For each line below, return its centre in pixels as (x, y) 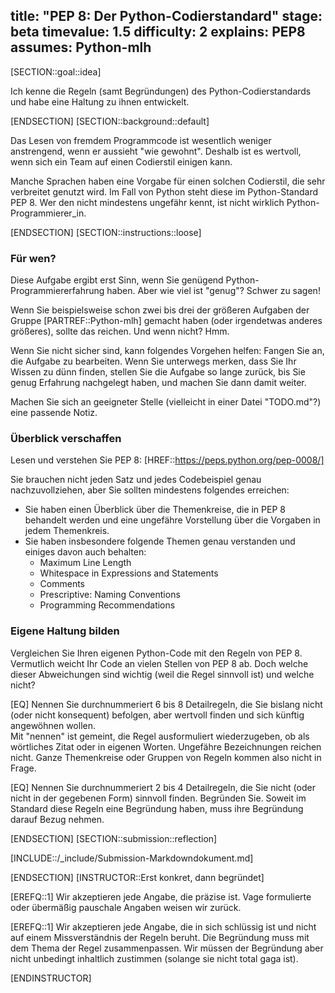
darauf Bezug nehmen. (57, 819)
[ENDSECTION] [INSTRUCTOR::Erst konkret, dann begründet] (137, 877)
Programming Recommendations (107, 605)
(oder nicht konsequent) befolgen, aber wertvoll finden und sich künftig (157, 715)
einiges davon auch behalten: (85, 552)
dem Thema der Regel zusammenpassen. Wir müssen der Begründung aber (167, 948)
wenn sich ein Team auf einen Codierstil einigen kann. (121, 161)
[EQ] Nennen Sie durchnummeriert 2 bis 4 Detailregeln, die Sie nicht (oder (163, 787)
